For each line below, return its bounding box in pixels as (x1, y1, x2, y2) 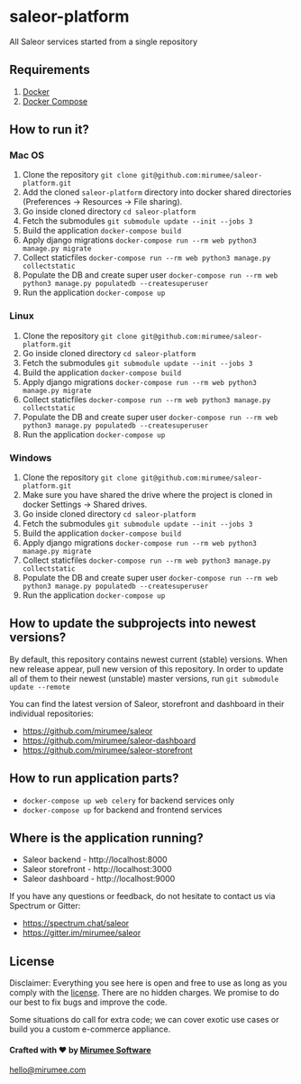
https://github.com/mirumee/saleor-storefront (22, 744, 193, 755)
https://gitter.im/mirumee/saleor (22, 927, 141, 939)
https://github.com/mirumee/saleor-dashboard (22, 735, 196, 746)
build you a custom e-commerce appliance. (9, 1024, 171, 1034)
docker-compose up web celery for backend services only (22, 795, 235, 805)
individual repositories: (9, 708, 95, 719)
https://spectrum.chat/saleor (22, 918, 130, 929)
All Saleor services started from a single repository (9, 36, 198, 47)
